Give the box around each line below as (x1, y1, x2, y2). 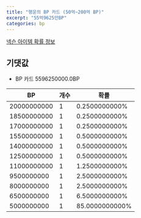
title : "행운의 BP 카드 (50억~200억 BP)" (6, 9, 104, 15)
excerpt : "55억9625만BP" (6, 15, 67, 21)
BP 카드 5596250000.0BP (15, 75, 80, 83)
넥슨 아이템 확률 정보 (6, 38, 56, 45)
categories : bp (6, 20, 45, 26)
